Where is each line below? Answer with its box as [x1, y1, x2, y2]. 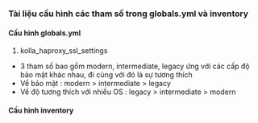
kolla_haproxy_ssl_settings [19, 46, 108, 55]
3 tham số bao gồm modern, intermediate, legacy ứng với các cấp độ [19, 61, 250, 72]
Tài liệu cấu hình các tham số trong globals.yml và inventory [8, 8, 248, 19]
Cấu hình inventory [8, 105, 74, 115]
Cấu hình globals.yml [8, 28, 81, 38]
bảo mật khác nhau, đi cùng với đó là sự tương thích [19, 70, 193, 80]
